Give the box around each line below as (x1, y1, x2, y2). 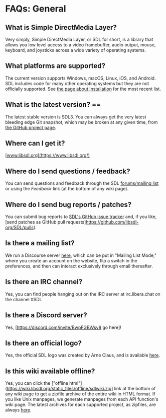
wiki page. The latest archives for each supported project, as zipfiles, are (5, 401, 156, 408)
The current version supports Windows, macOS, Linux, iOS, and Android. (5, 75, 156, 81)
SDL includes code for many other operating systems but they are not (5, 80, 149, 86)
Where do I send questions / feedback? (5, 167, 130, 175)
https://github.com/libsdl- (86, 219, 139, 225)
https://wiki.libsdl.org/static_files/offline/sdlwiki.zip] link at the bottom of (7, 386, 156, 392)
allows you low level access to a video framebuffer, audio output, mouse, (5, 42, 156, 48)
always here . (5, 407, 32, 413)
